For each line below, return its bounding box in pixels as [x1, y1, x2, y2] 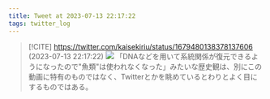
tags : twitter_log [8, 19, 71, 28]
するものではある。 [28, 82, 93, 92]
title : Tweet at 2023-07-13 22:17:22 [8, 11, 136, 20]
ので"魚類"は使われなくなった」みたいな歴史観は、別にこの [63, 62, 262, 71]
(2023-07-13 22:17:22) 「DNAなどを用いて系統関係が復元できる [28, 51, 252, 61]
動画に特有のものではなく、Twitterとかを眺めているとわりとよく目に [28, 71, 258, 81]
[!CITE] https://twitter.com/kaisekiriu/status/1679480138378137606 [28, 41, 253, 51]
